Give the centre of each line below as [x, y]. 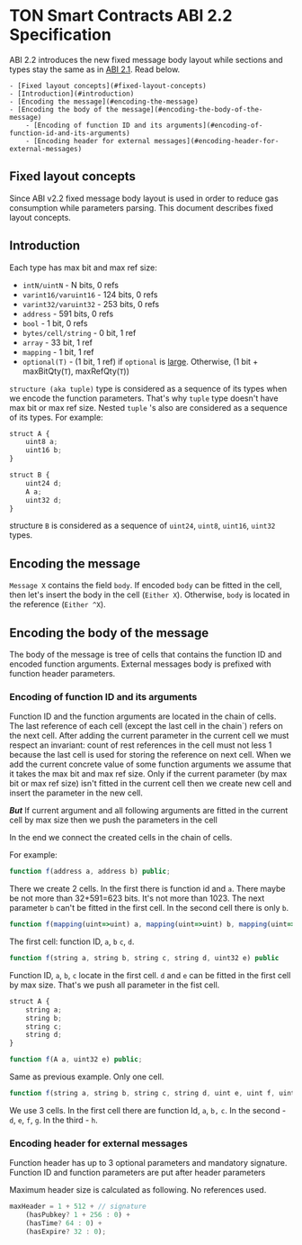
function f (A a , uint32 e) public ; [76, 1059]
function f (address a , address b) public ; [90, 872]
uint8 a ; [42, 442]
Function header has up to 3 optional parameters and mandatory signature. [148, 1163]
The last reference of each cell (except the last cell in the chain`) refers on [146, 726]
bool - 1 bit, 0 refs [55, 323]
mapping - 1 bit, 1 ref [58, 351]
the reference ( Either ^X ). [58, 604]
